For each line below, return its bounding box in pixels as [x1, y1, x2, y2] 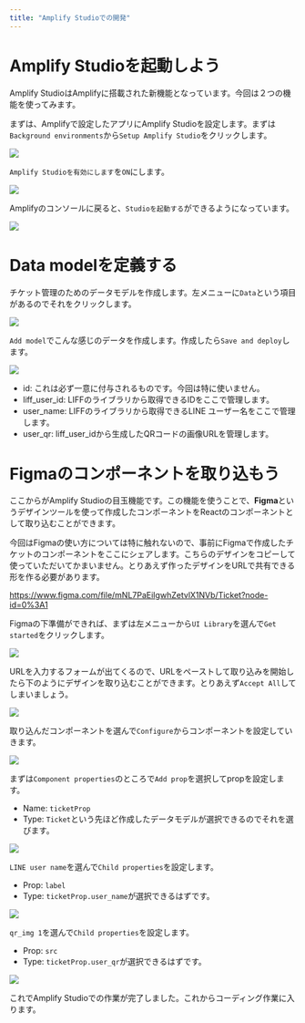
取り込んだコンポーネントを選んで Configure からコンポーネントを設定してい [9, 726, 293, 737]
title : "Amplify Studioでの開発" [9, 13, 131, 23]
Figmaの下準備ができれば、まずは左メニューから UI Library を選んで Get [9, 618, 277, 629]
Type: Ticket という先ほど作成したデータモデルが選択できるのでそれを [22, 813, 287, 825]
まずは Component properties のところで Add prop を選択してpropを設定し [9, 773, 277, 784]
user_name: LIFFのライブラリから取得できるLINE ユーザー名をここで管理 [22, 405, 296, 416]
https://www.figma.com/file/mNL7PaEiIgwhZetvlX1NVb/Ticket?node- [9, 590, 269, 601]
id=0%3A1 [9, 599, 48, 611]
